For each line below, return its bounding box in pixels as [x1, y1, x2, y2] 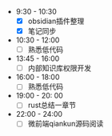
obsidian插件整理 [27, 16, 85, 26]
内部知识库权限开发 [27, 63, 92, 73]
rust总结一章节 [27, 100, 77, 110]
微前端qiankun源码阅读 [27, 119, 104, 129]
